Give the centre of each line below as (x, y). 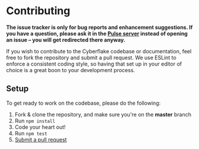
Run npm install (35, 121)
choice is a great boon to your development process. (70, 70)
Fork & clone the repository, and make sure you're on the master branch (103, 114)
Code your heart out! (40, 127)
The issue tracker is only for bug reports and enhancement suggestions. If (99, 27)
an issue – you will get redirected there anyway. (66, 40)
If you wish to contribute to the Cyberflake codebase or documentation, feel (99, 51)
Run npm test (31, 133)
